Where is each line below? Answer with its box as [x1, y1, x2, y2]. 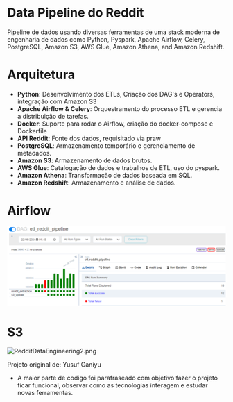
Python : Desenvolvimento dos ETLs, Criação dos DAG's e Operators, [17, 90, 215, 98]
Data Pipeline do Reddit [7, 5, 144, 21]
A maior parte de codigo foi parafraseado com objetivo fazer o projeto [17, 374, 218, 383]
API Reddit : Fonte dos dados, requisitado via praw [17, 134, 162, 142]
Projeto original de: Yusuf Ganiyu [7, 360, 102, 369]
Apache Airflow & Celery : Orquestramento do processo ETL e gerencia [17, 104, 223, 112]
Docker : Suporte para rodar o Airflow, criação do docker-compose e [17, 119, 214, 128]
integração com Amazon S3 [17, 97, 97, 106]
